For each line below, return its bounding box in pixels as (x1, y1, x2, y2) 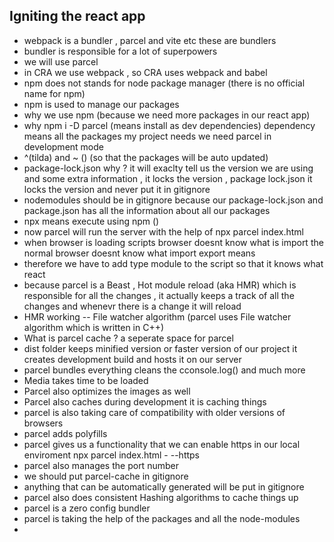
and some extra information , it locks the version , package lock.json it (23, 172, 313, 184)
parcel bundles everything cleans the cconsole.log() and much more (23, 364, 306, 376)
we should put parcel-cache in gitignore (23, 470, 189, 482)
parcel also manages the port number (23, 459, 179, 471)
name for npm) (23, 87, 86, 99)
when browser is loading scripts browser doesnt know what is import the (23, 236, 324, 248)
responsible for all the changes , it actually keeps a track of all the (23, 289, 295, 301)
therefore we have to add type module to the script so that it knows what (23, 257, 324, 269)
